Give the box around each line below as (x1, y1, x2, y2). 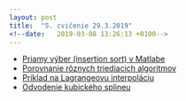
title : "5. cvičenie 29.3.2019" (9, 21, 133, 30)
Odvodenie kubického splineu (21, 82, 131, 93)
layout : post (9, 12, 58, 22)
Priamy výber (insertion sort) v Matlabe (21, 54, 166, 65)
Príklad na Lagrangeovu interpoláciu (21, 73, 155, 83)
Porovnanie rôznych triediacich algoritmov (21, 63, 177, 74)
